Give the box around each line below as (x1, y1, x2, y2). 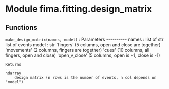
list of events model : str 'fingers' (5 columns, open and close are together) (5, 42, 161, 48)
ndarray (5, 71, 22, 76)
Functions (5, 23, 38, 32)
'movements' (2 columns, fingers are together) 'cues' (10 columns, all (5, 47, 150, 53)
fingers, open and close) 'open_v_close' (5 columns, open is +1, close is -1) (5, 52, 160, 58)
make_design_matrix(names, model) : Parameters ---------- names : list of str (5, 36, 164, 42)
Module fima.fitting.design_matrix (5, 3, 152, 15)
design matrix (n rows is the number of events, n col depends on (14, 75, 157, 80)
